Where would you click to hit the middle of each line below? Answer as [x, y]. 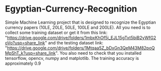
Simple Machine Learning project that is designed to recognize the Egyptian [80, 22]
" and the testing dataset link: [74, 43]
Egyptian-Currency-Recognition [71, 9]
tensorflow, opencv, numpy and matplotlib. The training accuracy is [72, 58]
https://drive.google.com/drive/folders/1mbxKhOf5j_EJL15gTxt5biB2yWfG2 [81, 38]
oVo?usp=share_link [25, 43]
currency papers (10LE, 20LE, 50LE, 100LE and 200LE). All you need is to [78, 27]
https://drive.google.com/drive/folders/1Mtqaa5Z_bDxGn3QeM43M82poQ [81, 48]
